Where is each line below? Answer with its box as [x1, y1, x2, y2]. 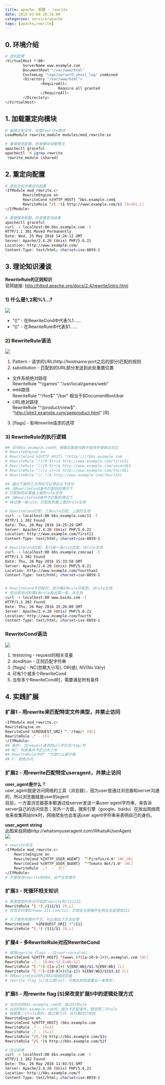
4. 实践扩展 [5, 692, 39, 701]
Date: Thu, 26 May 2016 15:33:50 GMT [5, 559, 83, 564]
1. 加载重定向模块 [5, 114, 57, 123]
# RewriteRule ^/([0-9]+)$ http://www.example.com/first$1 [5, 459, 129, 464]
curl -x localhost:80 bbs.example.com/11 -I [5, 513, 98, 518]
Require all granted [58, 86, 100, 91]
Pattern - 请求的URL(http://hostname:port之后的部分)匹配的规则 [12, 359, 141, 365]
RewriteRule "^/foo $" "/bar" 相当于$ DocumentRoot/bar [12, 393, 124, 399]
